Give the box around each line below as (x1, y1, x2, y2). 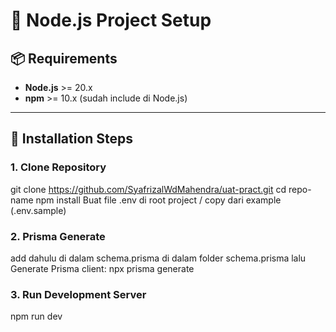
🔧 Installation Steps (10, 130, 134, 148)
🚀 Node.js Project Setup (10, 9, 212, 32)
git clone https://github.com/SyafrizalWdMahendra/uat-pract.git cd (10, 183, 287, 195)
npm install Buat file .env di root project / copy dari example (35, 194, 282, 206)
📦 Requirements (10, 50, 118, 67)
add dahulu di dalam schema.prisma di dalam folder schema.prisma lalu (10, 252, 307, 264)
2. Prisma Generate (10, 229, 106, 243)
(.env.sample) (10, 204, 67, 216)
